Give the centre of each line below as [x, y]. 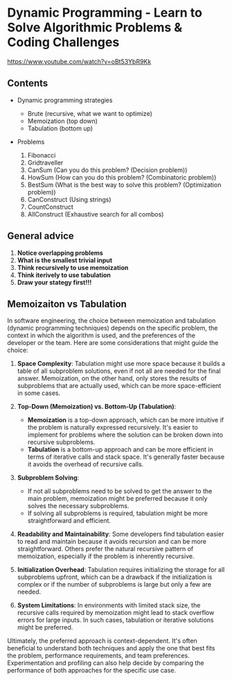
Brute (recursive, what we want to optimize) [90, 113]
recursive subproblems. [61, 442]
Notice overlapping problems [60, 253]
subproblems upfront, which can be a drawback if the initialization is [115, 577]
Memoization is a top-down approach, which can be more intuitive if [126, 420]
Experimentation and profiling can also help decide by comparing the [106, 663]
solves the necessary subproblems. [78, 506]
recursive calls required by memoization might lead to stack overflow [116, 613]
